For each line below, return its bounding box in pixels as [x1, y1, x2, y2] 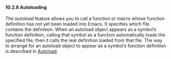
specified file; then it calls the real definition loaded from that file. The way [5, 37, 163, 44]
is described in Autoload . [5, 48, 58, 54]
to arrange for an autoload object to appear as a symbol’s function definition [5, 43, 166, 49]
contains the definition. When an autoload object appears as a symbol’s [5, 26, 157, 33]
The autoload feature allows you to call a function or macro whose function [5, 15, 165, 22]
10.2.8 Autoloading [5, 4, 47, 10]
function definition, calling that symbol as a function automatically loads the [5, 32, 165, 38]
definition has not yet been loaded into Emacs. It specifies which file [5, 21, 150, 27]
